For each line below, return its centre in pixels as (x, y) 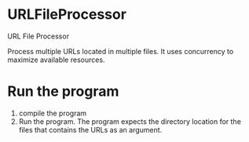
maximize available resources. (56, 60)
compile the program (53, 113)
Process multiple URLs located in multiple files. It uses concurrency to (121, 51)
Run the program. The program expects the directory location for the (130, 121)
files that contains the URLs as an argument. (90, 129)
